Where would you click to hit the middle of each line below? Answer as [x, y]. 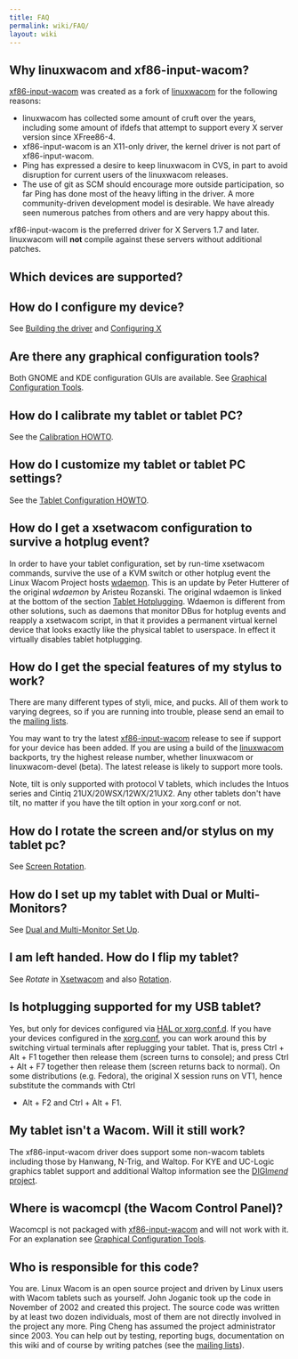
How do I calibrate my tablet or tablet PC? [126, 415]
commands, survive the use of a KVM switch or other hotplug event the [140, 573]
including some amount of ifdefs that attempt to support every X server [153, 128]
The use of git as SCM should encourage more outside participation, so [153, 184]
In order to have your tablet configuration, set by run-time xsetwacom [137, 563]
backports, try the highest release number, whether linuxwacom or [131, 757]
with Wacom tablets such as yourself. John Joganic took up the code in [140, 1298]
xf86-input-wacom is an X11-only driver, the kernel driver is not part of [151, 147]
